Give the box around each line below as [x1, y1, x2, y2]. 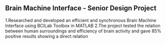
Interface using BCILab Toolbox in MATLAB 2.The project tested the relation [5, 22, 161, 28]
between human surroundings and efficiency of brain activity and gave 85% [5, 27, 162, 34]
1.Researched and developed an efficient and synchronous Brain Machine [5, 17, 157, 23]
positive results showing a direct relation [5, 33, 88, 39]
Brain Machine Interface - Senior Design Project [5, 4, 157, 12]
